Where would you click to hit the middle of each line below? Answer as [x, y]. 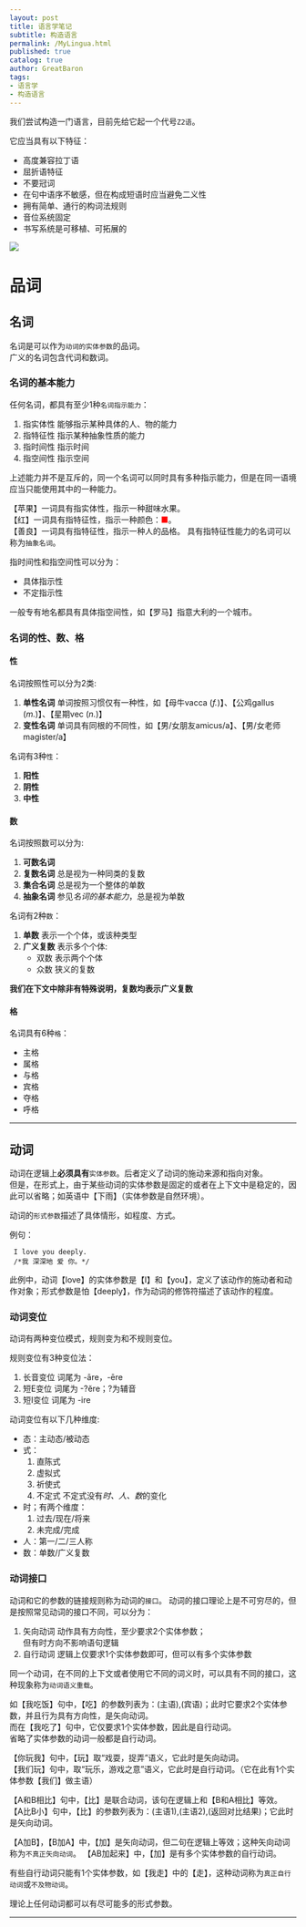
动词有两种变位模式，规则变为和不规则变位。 [93, 1339]
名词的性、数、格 [47, 637]
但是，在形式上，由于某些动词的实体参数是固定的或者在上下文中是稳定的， [149, 1185]
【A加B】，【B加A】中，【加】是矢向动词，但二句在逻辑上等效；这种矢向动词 [150, 1841]
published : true [40, 52]
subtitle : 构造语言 [44, 35]
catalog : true [36, 60]
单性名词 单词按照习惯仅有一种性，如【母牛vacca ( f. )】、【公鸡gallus [148, 702]
